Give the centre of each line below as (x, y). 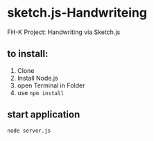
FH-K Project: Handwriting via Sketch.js (64, 32)
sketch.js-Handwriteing (77, 13)
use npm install (41, 92)
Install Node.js (37, 78)
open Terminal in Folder (51, 85)
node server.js (29, 131)
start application (44, 115)
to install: (28, 54)
